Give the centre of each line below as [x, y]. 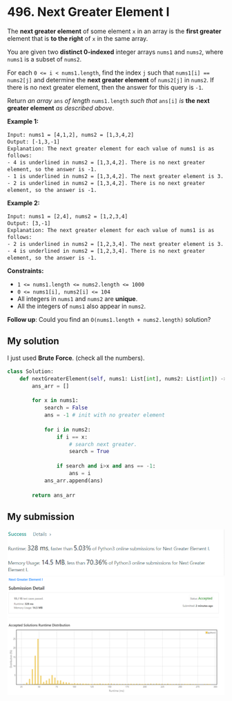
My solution [33, 342]
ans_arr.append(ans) [74, 481]
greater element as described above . [61, 108]
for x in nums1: [55, 401]
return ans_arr [54, 495]
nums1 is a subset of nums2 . [44, 59]
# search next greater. [103, 444]
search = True [89, 452]
